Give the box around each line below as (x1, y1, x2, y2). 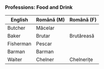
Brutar (36, 33, 51, 39)
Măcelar (36, 25, 55, 32)
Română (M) (36, 17, 65, 23)
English (10, 17, 28, 23)
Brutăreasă (69, 33, 95, 39)
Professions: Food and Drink (5, 4, 73, 11)
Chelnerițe (69, 56, 93, 63)
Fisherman (7, 40, 32, 47)
